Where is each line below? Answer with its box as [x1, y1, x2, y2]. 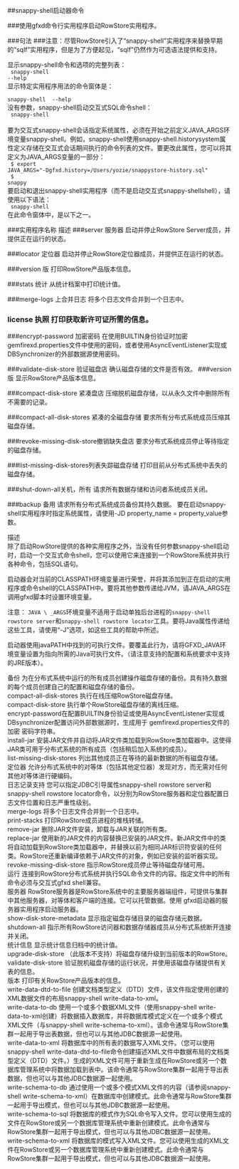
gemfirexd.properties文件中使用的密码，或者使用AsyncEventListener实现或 [7, 341, 228, 350]
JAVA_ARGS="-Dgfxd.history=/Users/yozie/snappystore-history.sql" [7, 167, 208, 174]
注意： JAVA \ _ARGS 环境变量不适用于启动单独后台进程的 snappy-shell [7, 608, 211, 617]
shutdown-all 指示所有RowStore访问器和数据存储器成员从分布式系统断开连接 [7, 923, 232, 931]
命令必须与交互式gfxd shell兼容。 [7, 879, 105, 887]
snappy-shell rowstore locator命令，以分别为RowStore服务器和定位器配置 [7, 790, 223, 798]
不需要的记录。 [7, 398, 51, 407]
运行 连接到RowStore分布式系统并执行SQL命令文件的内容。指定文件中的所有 [7, 869, 230, 878]
